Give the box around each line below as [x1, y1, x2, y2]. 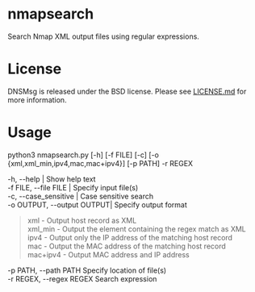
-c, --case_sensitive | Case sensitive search [7, 191, 154, 201]
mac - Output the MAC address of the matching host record [27, 241, 227, 251]
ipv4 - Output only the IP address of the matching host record [27, 232, 233, 242]
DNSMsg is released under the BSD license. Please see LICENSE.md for [7, 86, 247, 96]
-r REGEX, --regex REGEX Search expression [7, 273, 157, 283]
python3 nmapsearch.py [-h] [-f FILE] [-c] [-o [7, 150, 159, 160]
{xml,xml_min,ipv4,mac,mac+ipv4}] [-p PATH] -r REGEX [7, 158, 194, 168]
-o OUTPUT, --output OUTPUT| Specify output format [7, 199, 187, 210]
